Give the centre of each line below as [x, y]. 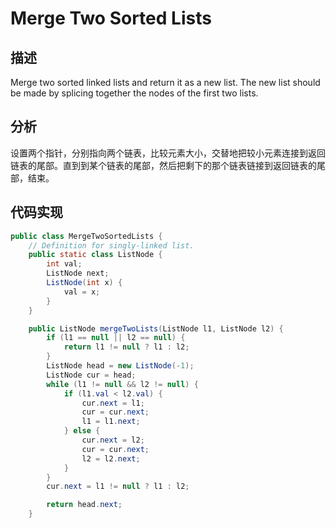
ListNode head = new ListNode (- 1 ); [120, 366]
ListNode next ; [78, 273]
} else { [82, 431]
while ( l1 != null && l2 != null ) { [122, 384]
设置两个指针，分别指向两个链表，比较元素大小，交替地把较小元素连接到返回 [168, 153]
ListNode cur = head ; [91, 375]
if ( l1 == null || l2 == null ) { [116, 338]
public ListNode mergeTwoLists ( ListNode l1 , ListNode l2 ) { [156, 328]
